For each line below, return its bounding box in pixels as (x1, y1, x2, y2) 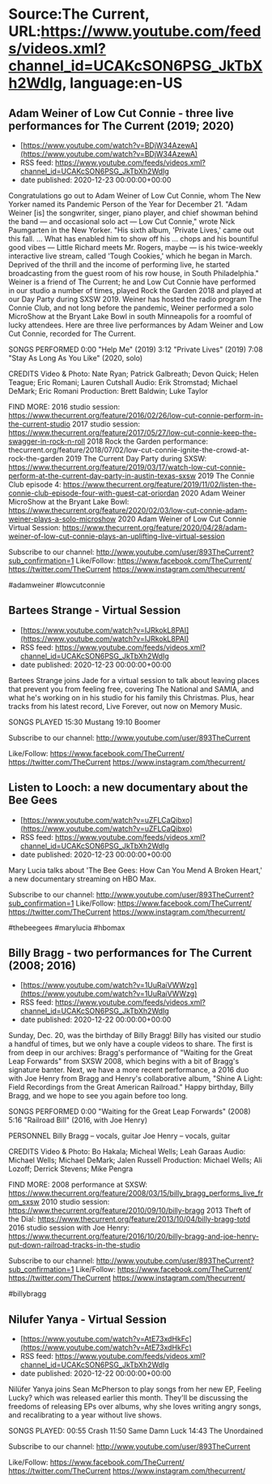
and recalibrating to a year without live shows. (8, 1410, 162, 1420)
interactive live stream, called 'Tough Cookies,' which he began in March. (8, 251, 253, 261)
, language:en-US (62, 74, 183, 93)
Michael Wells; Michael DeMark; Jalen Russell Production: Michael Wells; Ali (8, 1155, 263, 1166)
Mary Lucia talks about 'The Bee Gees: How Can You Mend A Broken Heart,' (8, 865, 263, 875)
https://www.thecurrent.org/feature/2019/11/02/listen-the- (63, 480, 257, 489)
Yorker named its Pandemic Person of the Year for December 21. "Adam (8, 200, 249, 209)
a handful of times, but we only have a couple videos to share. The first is (8, 1039, 253, 1049)
